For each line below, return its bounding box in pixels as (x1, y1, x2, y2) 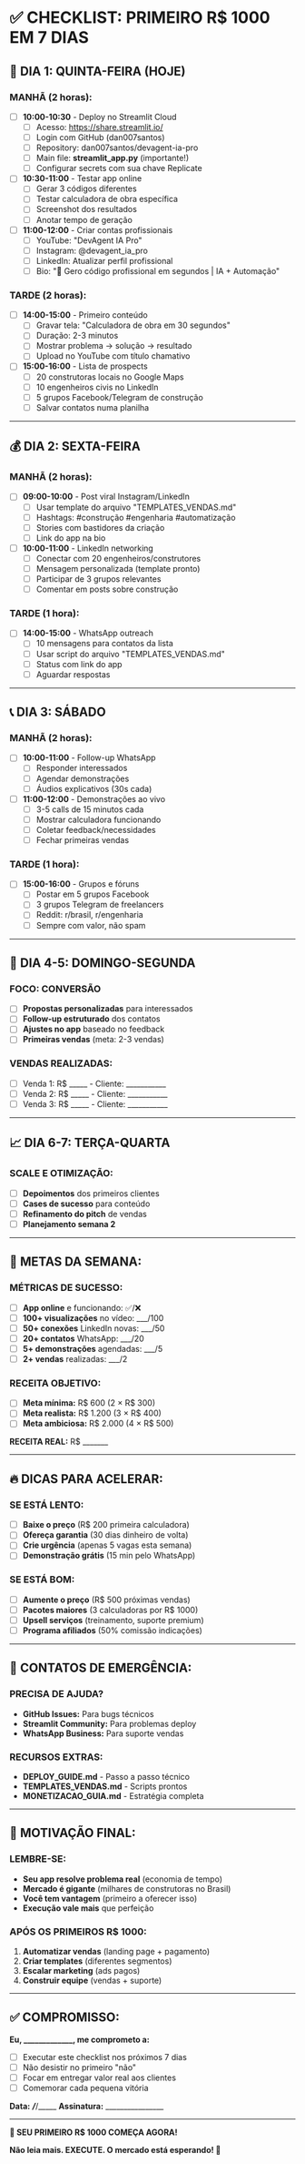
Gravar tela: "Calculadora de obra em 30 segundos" (35, 320, 231, 330)
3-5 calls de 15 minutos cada (35, 804, 144, 815)
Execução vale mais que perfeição (22, 1902, 154, 1914)
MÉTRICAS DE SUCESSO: (9, 1282, 123, 1295)
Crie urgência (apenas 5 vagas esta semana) (22, 1539, 192, 1550)
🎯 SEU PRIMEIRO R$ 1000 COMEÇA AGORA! (9, 2127, 179, 2138)
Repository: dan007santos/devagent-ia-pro (35, 142, 199, 153)
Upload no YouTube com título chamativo (35, 351, 191, 361)
